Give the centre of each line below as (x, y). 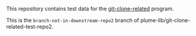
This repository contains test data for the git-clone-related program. (90, 9)
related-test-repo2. (30, 27)
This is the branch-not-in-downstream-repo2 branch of (73, 20)
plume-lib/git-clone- (165, 20)
